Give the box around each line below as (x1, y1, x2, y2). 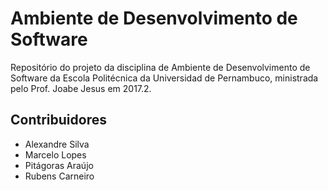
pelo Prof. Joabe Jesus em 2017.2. (10, 82, 152, 94)
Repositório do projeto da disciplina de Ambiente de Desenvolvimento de (10, 61, 311, 73)
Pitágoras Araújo (24, 159, 94, 171)
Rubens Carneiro (24, 170, 95, 182)
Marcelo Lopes (24, 148, 87, 161)
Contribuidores (10, 112, 107, 129)
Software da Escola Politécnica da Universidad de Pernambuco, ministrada (10, 72, 319, 84)
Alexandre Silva (24, 138, 90, 150)
